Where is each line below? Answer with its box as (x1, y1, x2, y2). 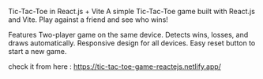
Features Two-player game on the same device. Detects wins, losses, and (8, 31, 249, 39)
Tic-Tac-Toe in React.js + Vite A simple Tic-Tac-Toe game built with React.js (8, 7, 255, 16)
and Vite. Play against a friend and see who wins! (8, 15, 168, 24)
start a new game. (8, 47, 67, 56)
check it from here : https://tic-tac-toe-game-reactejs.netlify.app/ (8, 62, 221, 71)
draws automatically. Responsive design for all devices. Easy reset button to (8, 38, 256, 48)
